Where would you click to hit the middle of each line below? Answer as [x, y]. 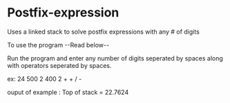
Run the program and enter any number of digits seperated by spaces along [115, 58]
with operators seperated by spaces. [59, 65]
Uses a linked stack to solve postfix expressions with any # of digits [104, 32]
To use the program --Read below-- [58, 45]
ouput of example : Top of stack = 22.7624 [68, 92]
